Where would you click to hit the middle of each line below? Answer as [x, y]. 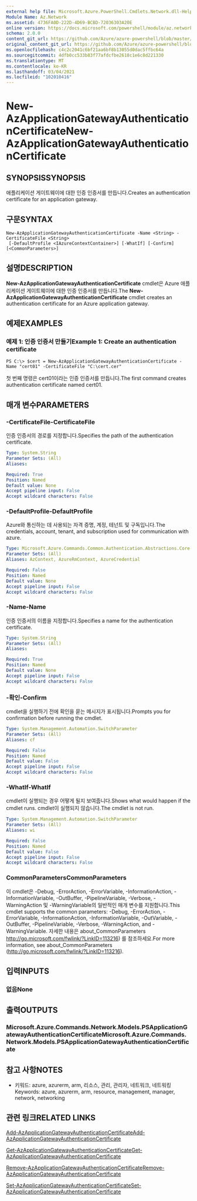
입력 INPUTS [28, 971]
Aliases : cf [21, 740]
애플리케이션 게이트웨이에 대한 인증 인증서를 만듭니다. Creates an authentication [98, 193]
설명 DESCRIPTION [40, 268]
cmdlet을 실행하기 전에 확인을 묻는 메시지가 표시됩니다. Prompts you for [89, 711]
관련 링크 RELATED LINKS [51, 1118]
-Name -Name [26, 607]
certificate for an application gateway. [52, 199]
